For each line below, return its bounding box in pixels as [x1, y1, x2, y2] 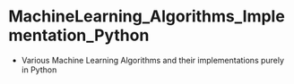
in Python [21, 64, 57, 75]
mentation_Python [8, 25, 150, 46]
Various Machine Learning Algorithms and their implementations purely [21, 55, 284, 65]
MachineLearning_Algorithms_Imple [8, 6, 286, 27]
